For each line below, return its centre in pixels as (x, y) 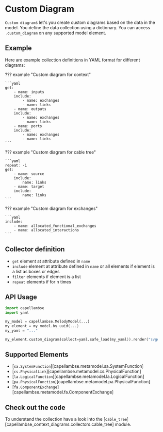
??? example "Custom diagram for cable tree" (50, 152)
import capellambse (25, 308)
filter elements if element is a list (46, 277)
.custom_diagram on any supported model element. (56, 33)
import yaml (17, 313)
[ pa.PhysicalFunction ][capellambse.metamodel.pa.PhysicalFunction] (81, 382)
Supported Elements (37, 355)
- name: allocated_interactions (46, 230)
